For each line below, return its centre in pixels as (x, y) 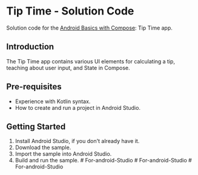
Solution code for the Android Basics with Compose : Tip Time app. (89, 28)
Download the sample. (43, 148)
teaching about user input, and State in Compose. (68, 68)
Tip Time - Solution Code (70, 11)
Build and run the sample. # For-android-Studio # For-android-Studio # (103, 161)
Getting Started (36, 126)
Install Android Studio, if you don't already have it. (77, 141)
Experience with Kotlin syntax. (53, 101)
